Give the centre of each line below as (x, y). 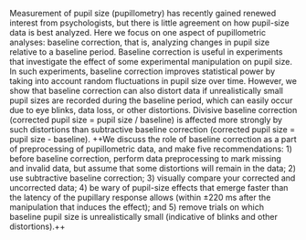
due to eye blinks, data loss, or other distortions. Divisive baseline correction (153, 110)
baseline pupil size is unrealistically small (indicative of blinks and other (144, 217)
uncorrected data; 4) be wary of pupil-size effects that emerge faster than (149, 188)
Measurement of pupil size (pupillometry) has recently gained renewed (143, 13)
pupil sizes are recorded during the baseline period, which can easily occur (151, 100)
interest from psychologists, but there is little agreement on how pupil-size (149, 23)
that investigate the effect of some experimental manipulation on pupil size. (151, 62)
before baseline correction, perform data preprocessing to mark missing (145, 158)
